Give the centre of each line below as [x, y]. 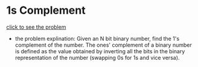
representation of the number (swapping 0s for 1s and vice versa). [97, 57]
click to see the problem [36, 27]
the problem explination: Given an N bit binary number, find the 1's [97, 38]
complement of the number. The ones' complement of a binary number [103, 45]
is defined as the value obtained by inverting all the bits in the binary [100, 51]
